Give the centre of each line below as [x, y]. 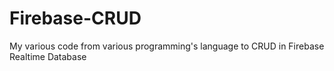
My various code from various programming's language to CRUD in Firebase [167, 46]
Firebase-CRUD [75, 18]
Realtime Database [48, 56]
